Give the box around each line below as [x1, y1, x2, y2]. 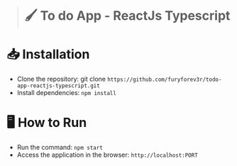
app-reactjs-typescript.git [16, 82, 100, 89]
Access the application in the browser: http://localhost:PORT [16, 150, 198, 159]
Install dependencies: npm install [16, 89, 116, 97]
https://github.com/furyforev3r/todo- [106, 76, 222, 84]
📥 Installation [6, 46, 90, 62]
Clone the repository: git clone [16, 74, 106, 84]
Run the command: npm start [16, 143, 104, 152]
